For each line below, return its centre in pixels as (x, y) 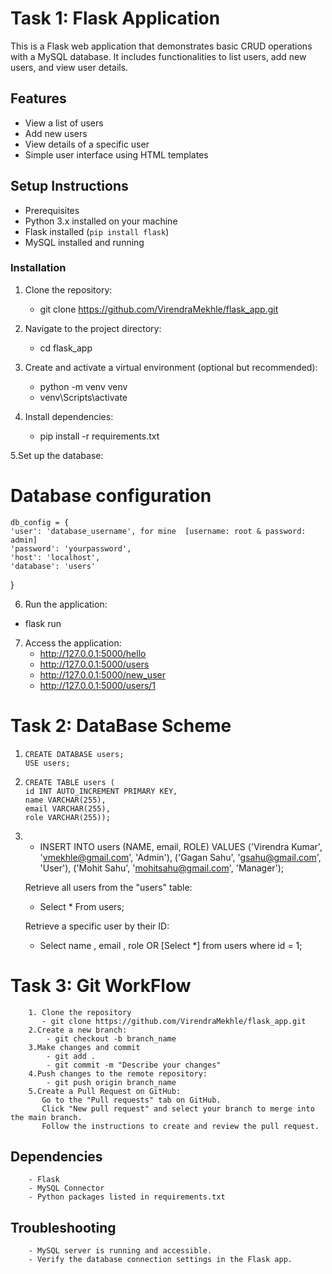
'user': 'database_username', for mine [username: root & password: (158, 531)
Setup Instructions (69, 186)
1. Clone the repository (80, 1012)
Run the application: (66, 604)
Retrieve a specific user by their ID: (97, 926)
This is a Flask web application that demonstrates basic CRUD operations (161, 46)
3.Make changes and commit (84, 1047)
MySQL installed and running (84, 242)
